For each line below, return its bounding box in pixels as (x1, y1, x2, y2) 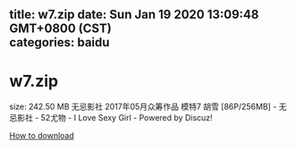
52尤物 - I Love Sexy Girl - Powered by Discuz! (40, 112, 213, 123)
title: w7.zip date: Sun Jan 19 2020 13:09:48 (9, 7, 259, 22)
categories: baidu (9, 35, 110, 50)
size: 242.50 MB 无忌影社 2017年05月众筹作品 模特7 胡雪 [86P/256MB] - (9, 102, 277, 112)
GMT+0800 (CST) (9, 21, 112, 37)
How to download (9, 130, 74, 141)
